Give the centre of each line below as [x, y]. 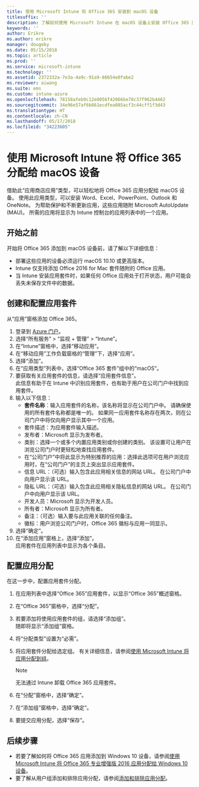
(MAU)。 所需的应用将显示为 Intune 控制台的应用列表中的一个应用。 [89, 212]
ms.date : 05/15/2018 [32, 50]
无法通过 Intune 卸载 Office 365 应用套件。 [67, 682]
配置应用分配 [30, 566]
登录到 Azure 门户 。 [40, 331]
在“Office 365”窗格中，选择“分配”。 [59, 606]
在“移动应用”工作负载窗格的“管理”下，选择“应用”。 [76, 353]
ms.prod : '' [21, 61]
